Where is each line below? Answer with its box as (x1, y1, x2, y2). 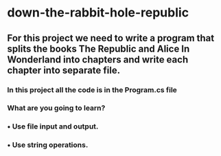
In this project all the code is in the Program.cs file (7, 85, 177, 94)
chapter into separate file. (7, 64, 121, 76)
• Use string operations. (7, 140, 89, 150)
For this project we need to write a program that (7, 32, 215, 44)
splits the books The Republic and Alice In (7, 43, 190, 54)
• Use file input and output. (7, 122, 99, 131)
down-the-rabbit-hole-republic (7, 5, 189, 21)
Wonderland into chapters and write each (7, 54, 189, 65)
